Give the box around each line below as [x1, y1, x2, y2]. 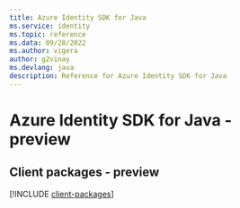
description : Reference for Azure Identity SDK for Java [9, 72, 227, 81]
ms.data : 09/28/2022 [9, 38, 87, 48]
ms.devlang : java [9, 64, 75, 73]
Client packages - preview [9, 165, 160, 180]
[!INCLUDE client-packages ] [9, 188, 114, 199]
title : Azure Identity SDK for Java [9, 13, 147, 22]
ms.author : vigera [9, 47, 78, 56]
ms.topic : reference [9, 30, 87, 39]
